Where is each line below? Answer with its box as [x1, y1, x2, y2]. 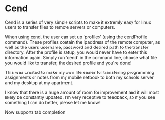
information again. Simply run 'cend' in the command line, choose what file [5, 54, 157, 60]
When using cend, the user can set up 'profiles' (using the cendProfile [5, 34, 148, 40]
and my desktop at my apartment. [5, 79, 74, 86]
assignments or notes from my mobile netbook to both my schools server [5, 74, 154, 80]
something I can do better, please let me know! [5, 99, 100, 105]
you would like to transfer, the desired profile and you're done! [5, 60, 132, 66]
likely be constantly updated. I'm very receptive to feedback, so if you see [5, 94, 155, 100]
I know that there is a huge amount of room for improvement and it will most [5, 89, 159, 95]
